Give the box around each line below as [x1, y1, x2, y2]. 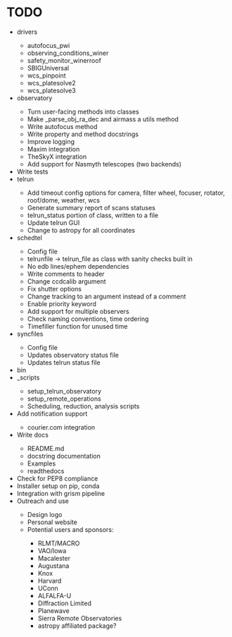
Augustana [37, 562, 70, 570]
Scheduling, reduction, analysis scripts [27, 401, 140, 410]
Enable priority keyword [27, 299, 96, 308]
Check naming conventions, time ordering [27, 315, 149, 323]
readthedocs [27, 466, 65, 475]
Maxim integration [27, 145, 80, 153]
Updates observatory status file [27, 351, 119, 359]
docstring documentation [27, 451, 101, 460]
